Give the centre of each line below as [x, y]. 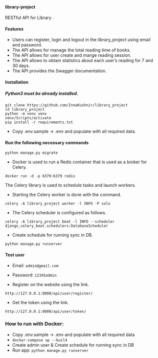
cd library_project [25, 109]
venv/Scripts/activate [28, 118]
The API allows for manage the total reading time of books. [71, 50]
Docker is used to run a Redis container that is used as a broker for [79, 162]
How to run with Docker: [34, 324]
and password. [27, 45]
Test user [15, 255]
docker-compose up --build [40, 340]
